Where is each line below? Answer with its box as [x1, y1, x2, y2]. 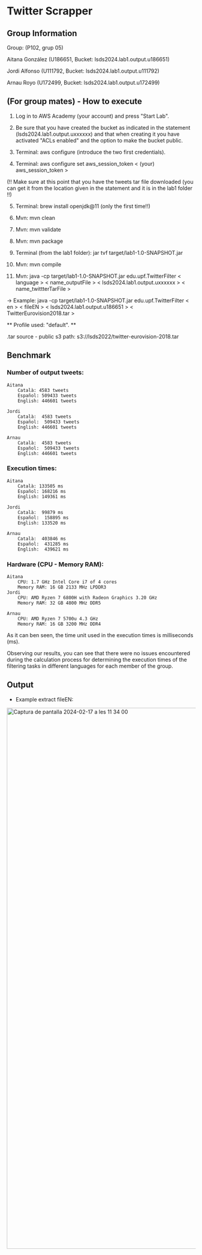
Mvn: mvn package [15, 237, 64, 245]
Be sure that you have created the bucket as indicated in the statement [15, 124, 191, 131]
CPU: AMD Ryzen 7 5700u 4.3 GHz [17, 616, 98, 622]
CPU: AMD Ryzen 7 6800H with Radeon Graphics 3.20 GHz [17, 595, 158, 601]
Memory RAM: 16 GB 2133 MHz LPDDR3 [17, 584, 107, 590]
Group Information [7, 28, 77, 38]
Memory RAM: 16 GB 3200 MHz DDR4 [17, 621, 101, 627]
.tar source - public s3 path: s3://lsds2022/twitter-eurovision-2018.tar [7, 332, 179, 340]
